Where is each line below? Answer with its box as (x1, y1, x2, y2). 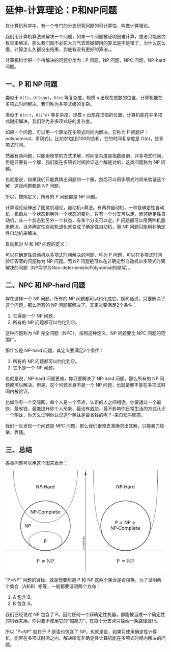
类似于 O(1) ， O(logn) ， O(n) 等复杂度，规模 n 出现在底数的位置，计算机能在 (5, 94, 163, 100)
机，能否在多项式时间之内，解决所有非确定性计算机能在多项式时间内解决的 (5, 635, 161, 641)
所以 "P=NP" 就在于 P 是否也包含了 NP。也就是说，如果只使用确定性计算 (5, 628, 157, 635)
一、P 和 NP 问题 (5, 80, 58, 88)
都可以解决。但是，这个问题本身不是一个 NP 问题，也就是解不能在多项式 (9, 381, 161, 388)
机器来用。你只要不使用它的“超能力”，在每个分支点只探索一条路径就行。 (9, 618, 161, 624)
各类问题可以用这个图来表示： (5, 460, 68, 466)
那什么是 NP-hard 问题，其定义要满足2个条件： (5, 347, 104, 353)
